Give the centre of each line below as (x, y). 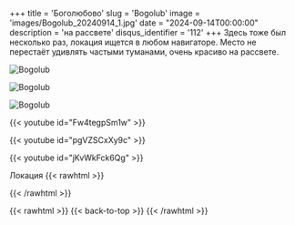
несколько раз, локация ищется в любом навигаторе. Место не (133, 42)
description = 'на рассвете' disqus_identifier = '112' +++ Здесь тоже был (148, 32)
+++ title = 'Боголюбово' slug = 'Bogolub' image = (105, 13)
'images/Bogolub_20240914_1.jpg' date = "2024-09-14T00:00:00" (134, 23)
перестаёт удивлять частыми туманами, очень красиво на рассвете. (144, 52)
